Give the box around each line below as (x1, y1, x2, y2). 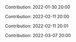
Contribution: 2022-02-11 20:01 (5, 23, 69, 29)
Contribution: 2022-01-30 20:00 (5, 4, 70, 10)
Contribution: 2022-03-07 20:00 (5, 33, 71, 38)
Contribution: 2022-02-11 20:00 (5, 14, 70, 19)
